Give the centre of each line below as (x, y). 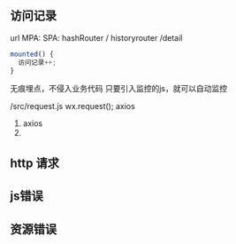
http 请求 (35, 163)
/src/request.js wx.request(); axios (72, 106)
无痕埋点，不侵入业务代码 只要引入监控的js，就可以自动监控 (119, 89)
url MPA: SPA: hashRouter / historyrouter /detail (96, 37)
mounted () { (32, 54)
